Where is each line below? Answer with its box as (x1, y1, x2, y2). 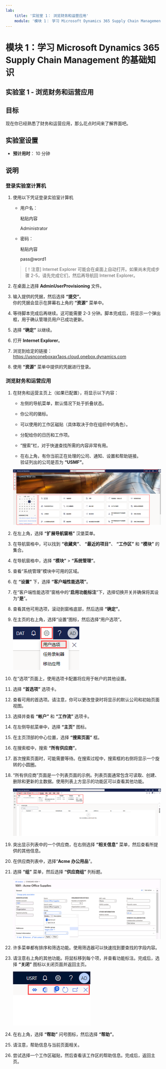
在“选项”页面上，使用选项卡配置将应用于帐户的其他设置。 (12, 675, 130, 681)
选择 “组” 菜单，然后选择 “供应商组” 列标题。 (12, 868, 105, 874)
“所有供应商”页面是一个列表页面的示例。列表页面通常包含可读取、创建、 (12, 772, 160, 778)
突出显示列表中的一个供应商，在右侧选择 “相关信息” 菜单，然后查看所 (12, 841, 154, 847)
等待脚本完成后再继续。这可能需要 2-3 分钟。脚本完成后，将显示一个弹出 (12, 310, 161, 317)
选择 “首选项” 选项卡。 (12, 686, 59, 692)
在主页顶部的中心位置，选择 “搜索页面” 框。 (12, 734, 102, 740)
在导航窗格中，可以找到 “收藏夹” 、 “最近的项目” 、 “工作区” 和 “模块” (12, 540, 154, 547)
